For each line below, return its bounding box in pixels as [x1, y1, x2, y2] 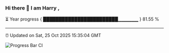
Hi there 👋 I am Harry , [5, 4, 60, 11]
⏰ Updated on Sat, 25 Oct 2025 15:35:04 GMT [5, 32, 102, 38]
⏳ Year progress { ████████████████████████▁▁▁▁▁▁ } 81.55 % [5, 16, 159, 22]
